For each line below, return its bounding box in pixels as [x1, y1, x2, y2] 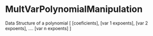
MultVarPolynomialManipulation [5, 3, 143, 15]
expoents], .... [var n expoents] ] [5, 25, 71, 31]
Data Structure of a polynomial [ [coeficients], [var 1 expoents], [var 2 [5, 20, 148, 26]
